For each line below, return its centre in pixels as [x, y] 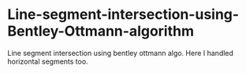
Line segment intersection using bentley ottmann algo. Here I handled [121, 53]
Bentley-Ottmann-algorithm [101, 31]
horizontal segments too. [48, 61]
